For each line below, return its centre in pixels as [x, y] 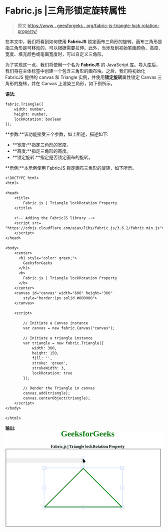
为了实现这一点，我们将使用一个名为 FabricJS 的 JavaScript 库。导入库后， [83, 65]
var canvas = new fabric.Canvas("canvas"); [69, 328]
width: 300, [44, 348]
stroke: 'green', [50, 363]
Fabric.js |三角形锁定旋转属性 [66, 11]
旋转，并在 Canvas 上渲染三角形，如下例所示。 [67, 83]
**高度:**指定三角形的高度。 [41, 151]
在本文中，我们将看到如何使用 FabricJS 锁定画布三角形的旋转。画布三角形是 [84, 42]
